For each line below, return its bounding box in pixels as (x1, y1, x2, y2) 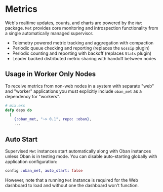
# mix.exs (5, 103, 26, 108)
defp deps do (5, 108, 32, 113)
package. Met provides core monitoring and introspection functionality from (5, 25, 159, 31)
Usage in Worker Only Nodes (5, 70, 96, 78)
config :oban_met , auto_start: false (5, 168, 83, 173)
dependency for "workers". (5, 93, 60, 99)
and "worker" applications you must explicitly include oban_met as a (5, 88, 142, 94)
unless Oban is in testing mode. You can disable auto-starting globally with (5, 153, 158, 159)
